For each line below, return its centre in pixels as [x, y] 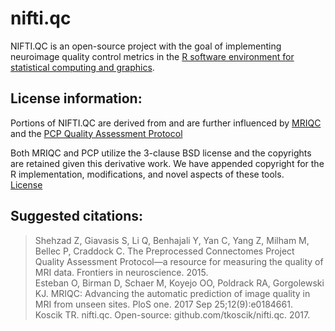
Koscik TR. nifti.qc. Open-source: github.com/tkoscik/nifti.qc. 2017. [172, 314]
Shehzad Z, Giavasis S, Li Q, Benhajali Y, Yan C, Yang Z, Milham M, [172, 240]
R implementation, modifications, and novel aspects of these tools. [147, 174]
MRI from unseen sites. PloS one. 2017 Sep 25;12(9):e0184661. [163, 304]
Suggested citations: [76, 216]
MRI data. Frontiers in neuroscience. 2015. [121, 272]
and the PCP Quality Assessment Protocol [96, 133]
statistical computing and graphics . [82, 67]
